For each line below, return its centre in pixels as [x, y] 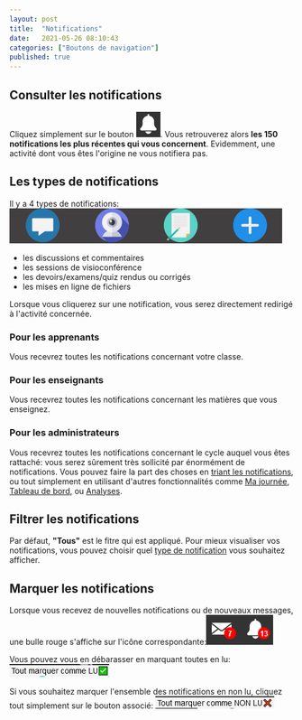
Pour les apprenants [55, 337]
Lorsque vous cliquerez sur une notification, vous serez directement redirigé [151, 304]
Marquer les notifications [82, 589]
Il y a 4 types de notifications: [64, 203]
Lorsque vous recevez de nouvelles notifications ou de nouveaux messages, [151, 611]
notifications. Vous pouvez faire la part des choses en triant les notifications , [151, 472]
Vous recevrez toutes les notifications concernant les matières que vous [143, 400]
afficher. [25, 560]
